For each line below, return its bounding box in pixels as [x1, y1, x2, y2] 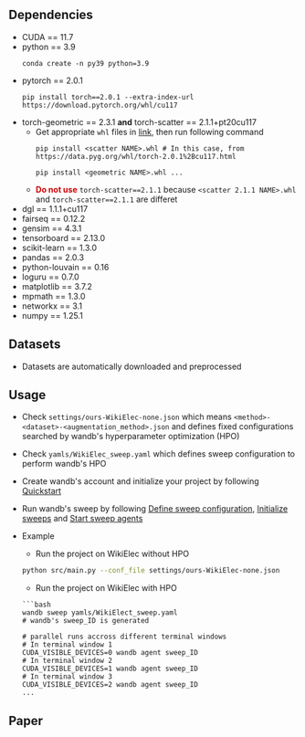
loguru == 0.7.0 [21, 271, 79, 282]
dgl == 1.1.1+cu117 [21, 203, 89, 214]
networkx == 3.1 [21, 300, 83, 311]
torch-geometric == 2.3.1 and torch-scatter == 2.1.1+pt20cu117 [21, 116, 258, 127]
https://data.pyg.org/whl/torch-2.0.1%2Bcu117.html [35, 152, 237, 161]
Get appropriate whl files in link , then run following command [35, 126, 264, 137]
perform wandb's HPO [21, 458, 107, 469]
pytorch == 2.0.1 [21, 75, 83, 86]
